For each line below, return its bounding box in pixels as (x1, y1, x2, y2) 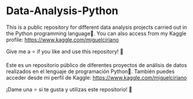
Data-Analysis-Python (6, 4, 119, 18)
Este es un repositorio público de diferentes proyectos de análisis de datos (6, 61, 187, 68)
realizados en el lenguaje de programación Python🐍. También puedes (6, 68, 175, 75)
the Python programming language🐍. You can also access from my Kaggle (6, 29, 187, 37)
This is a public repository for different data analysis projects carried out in (6, 24, 187, 31)
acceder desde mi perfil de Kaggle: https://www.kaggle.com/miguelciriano (6, 74, 187, 81)
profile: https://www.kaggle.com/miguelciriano (6, 36, 119, 43)
